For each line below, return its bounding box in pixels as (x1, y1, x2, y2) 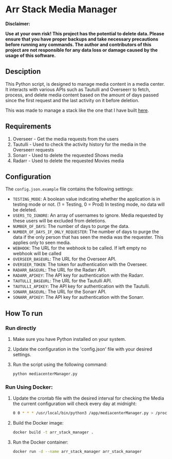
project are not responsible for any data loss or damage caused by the (5, 47, 158, 53)
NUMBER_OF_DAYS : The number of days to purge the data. (12, 223, 130, 229)
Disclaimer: (5, 21, 31, 27)
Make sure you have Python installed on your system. (12, 336, 126, 342)
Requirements (5, 122, 51, 131)
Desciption (5, 67, 41, 76)
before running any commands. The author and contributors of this (5, 41, 151, 47)
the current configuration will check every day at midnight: (12, 400, 137, 407)
